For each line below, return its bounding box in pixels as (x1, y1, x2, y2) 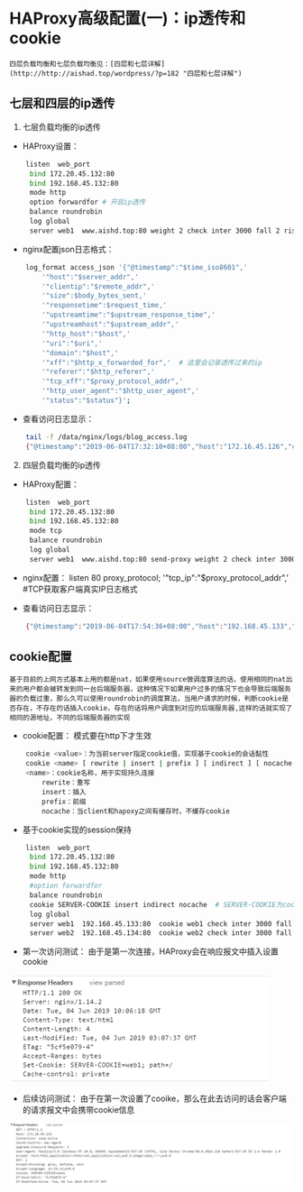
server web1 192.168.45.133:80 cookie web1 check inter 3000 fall (29, 919, 293, 929)
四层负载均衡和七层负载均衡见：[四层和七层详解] (9, 60, 165, 69)
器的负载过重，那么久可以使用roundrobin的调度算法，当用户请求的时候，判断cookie (9, 694, 282, 703)
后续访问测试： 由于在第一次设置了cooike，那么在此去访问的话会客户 (22, 1093, 280, 1105)
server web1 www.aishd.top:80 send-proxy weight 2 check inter (29, 555, 277, 564)
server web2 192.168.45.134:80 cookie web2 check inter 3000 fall (29, 929, 293, 938)
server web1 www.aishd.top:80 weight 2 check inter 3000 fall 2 (29, 226, 280, 235)
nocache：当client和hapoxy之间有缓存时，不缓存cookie (41, 806, 230, 816)
